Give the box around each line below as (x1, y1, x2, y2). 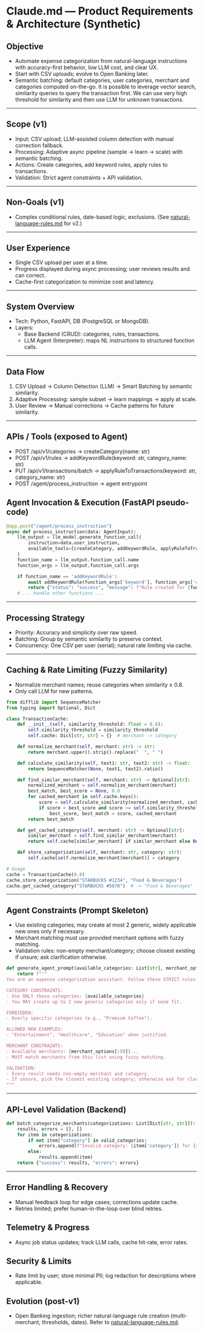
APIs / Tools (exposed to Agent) (6, 431, 128, 442)
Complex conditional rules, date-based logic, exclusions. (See (14, 213, 169, 221)
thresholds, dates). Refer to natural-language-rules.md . (42, 1319, 179, 1326)
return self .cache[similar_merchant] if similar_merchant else (28, 838, 190, 845)
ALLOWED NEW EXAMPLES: (6, 1026, 63, 1033)
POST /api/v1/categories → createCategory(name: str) (14, 447, 150, 455)
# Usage (6, 865, 26, 872)
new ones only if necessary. (14, 928, 85, 935)
